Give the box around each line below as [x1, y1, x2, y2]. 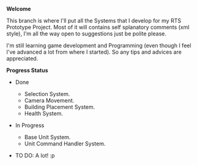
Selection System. [24, 90, 70, 97]
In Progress [15, 122, 45, 129]
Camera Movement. [24, 97, 75, 104]
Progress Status [6, 67, 48, 74]
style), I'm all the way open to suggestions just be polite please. [6, 30, 166, 37]
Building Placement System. [24, 103, 95, 111]
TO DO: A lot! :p [15, 152, 55, 159]
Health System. [24, 110, 63, 117]
